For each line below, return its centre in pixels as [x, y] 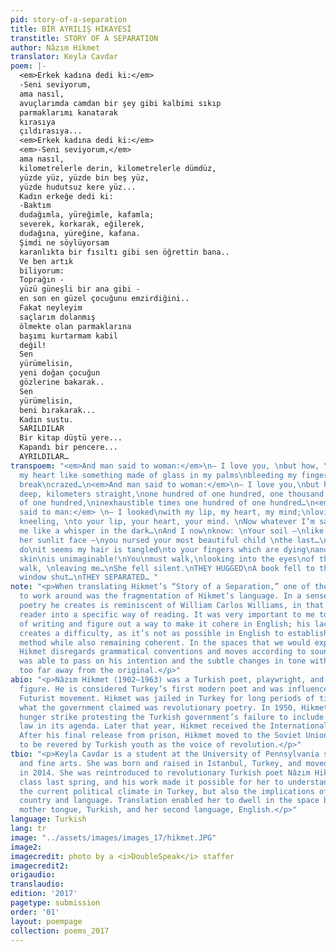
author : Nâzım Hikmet [55, 47]
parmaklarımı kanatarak [68, 112]
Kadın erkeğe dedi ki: [66, 196]
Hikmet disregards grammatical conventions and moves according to [163, 652]
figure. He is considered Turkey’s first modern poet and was [151, 689]
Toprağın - [42, 280]
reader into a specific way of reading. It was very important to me [167, 614]
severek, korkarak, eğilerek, [82, 224]
